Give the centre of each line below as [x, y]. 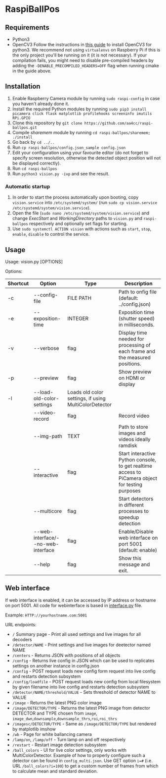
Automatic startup [28, 186]
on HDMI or [132, 378]
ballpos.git [24, 127]
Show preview [135, 372]
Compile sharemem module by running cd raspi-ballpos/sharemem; [81, 132]
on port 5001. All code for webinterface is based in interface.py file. [74, 605]
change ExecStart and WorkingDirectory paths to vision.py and [77, 219]
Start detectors [136, 499]
